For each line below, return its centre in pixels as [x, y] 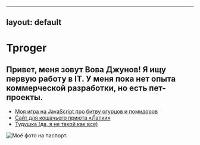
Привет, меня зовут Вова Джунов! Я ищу [86, 70]
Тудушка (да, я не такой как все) [56, 124]
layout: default [34, 22]
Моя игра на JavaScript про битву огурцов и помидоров [86, 112]
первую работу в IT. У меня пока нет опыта [91, 78]
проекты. [25, 97]
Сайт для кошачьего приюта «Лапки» [63, 118]
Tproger [26, 48]
